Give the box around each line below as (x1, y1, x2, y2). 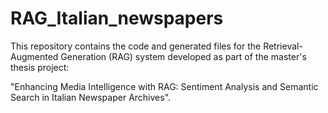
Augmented (10, 50, 59, 62)
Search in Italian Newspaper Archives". (10, 91, 172, 103)
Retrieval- (263, 40, 303, 52)
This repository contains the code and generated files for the (10, 40, 262, 52)
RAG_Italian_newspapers (10, 7, 224, 30)
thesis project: (10, 61, 70, 73)
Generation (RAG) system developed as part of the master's (60, 50, 307, 62)
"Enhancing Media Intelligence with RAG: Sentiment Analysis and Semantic (10, 80, 319, 92)
